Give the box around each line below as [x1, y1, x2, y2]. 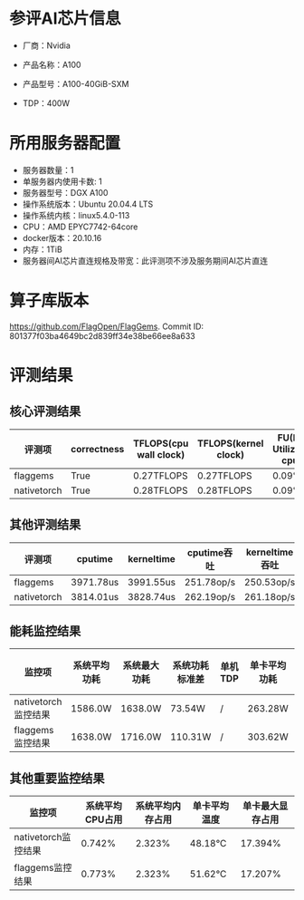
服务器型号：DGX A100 [22, 187, 109, 198]
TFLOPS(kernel [197, 437, 264, 450]
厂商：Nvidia [22, 40, 71, 51]
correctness [71, 442, 125, 455]
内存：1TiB [22, 244, 63, 255]
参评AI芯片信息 [9, 8, 121, 29]
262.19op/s [184, 590, 236, 603]
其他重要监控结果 [9, 770, 105, 786]
